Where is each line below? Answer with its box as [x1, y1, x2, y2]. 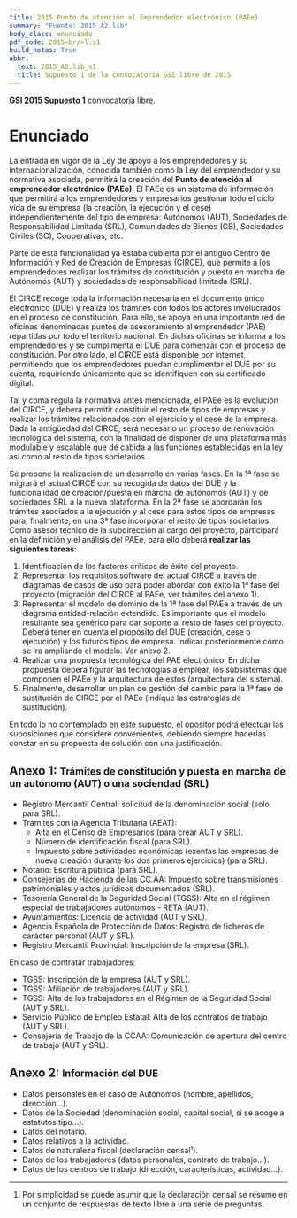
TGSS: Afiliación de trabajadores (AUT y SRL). [21, 983, 190, 994]
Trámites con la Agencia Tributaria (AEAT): [21, 817, 178, 828]
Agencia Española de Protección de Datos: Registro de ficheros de [21, 921, 265, 931]
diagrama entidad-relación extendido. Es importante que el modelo [21, 607, 267, 618]
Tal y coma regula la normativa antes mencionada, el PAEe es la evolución [9, 395, 278, 405]
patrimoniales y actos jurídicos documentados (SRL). [21, 883, 215, 894]
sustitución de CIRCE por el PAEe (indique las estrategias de [21, 692, 241, 703]
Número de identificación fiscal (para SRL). [34, 836, 193, 846]
